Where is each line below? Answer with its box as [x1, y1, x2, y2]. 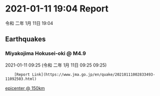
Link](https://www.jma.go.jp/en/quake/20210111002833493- [31, 72, 155, 77]
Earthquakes [5, 35, 46, 43]
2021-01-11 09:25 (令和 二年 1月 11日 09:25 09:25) [5, 62, 107, 68]
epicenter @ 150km [5, 85, 45, 91]
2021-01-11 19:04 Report [5, 3, 108, 14]
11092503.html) [5, 76, 37, 81]
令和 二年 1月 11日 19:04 [5, 20, 53, 26]
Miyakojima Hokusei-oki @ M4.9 [5, 50, 86, 57]
